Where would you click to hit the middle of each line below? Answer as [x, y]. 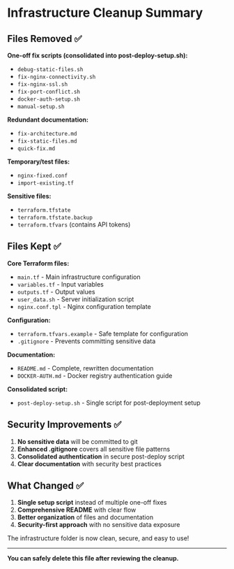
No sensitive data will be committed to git [77, 441]
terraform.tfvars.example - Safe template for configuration [103, 333]
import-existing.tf [46, 183]
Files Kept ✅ [34, 246]
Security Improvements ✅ [64, 425]
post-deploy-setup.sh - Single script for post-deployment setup [109, 403]
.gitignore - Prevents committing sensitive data [86, 341]
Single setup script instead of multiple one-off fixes [92, 503]
